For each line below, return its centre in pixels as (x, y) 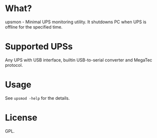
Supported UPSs (39, 47)
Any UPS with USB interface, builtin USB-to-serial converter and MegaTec (79, 60)
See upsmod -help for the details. (37, 98)
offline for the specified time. (34, 27)
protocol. (14, 65)
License (21, 118)
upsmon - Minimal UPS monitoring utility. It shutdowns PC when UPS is (76, 22)
